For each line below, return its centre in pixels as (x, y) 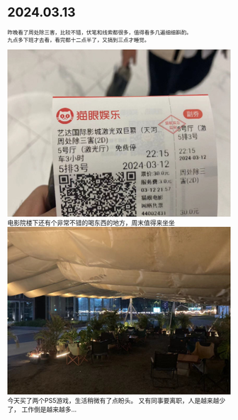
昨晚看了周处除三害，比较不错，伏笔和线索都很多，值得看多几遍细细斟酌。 (100, 33)
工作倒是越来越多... (49, 409)
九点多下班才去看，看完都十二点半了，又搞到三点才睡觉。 (79, 40)
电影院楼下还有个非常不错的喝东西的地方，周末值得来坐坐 (91, 223)
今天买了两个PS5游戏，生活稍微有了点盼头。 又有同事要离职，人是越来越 (113, 400)
